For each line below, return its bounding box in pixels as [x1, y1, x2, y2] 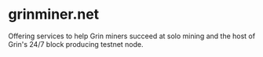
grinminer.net [8, 5, 100, 23]
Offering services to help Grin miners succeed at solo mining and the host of [8, 31, 256, 41]
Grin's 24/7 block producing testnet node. [8, 39, 144, 48]
